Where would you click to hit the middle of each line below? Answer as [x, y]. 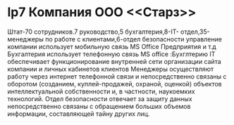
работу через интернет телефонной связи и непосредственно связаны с [117, 76]
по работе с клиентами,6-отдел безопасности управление [133, 39]
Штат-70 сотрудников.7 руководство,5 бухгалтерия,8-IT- [93, 32]
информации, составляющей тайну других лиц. [79, 114]
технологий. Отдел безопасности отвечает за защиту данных [100, 98]
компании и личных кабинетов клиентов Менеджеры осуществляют [111, 69]
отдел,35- [195, 32]
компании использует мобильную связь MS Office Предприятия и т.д [112, 46]
